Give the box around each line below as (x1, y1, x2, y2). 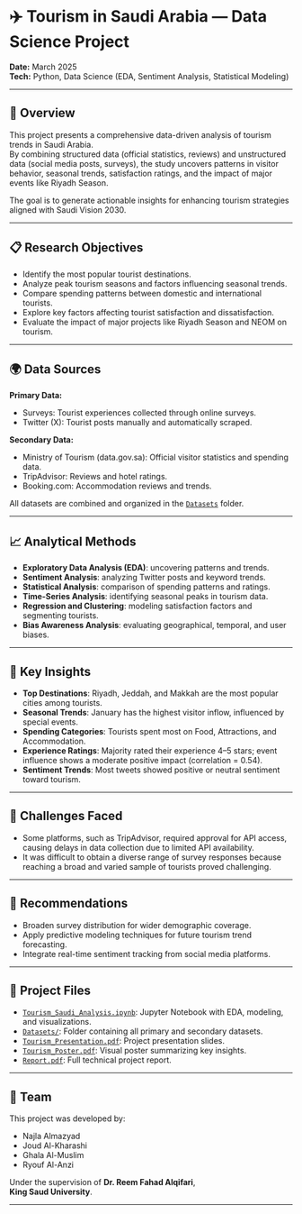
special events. (22, 717, 79, 727)
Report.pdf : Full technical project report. (22, 1054, 173, 1065)
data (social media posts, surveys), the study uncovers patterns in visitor (9, 158, 279, 169)
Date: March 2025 (9, 61, 78, 72)
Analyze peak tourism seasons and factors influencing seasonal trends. (22, 278, 288, 288)
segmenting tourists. (22, 610, 99, 621)
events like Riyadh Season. (9, 177, 110, 188)
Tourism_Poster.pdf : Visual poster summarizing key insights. (22, 1045, 247, 1056)
